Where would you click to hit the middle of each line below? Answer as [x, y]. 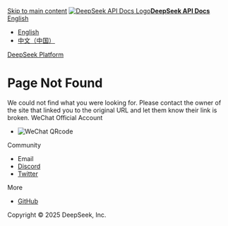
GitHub [28, 201]
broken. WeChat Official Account [55, 117]
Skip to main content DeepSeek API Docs [109, 11]
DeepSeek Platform [36, 54]
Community [24, 145]
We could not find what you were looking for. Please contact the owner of [114, 102]
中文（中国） [36, 40]
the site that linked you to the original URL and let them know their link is [112, 110]
